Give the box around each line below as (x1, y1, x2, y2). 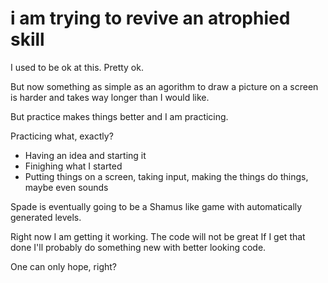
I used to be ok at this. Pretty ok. (10, 61, 144, 73)
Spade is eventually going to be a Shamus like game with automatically (10, 200, 303, 212)
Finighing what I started (24, 160, 123, 172)
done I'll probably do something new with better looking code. (10, 241, 267, 253)
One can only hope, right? (10, 260, 117, 272)
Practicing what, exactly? (10, 130, 114, 142)
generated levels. (10, 211, 82, 223)
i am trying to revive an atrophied (10, 7, 291, 30)
